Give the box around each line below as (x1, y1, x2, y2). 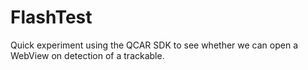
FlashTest (10, 6, 93, 29)
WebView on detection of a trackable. (10, 49, 165, 61)
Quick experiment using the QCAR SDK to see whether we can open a (10, 39, 298, 51)
